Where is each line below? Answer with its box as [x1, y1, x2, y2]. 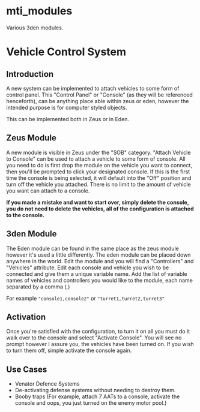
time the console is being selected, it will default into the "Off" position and [6, 174, 192, 181]
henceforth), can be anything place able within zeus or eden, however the [6, 97, 189, 104]
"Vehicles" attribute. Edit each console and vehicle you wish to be [6, 264, 169, 271]
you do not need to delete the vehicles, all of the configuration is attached [6, 205, 194, 212]
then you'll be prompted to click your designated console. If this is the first [6, 168, 190, 175]
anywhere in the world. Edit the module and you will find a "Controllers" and [6, 257, 194, 264]
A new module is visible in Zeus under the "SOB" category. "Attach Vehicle [6, 149, 191, 156]
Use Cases [6, 364, 47, 374]
